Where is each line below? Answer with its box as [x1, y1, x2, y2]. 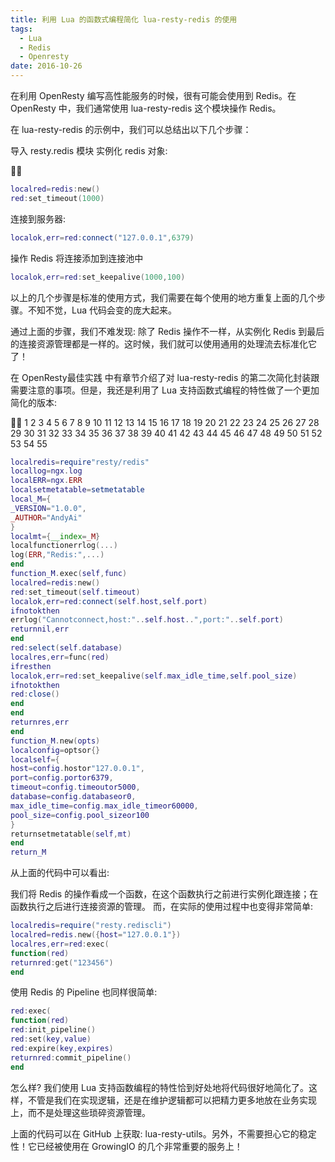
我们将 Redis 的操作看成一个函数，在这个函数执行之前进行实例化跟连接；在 [10, 888, 319, 900]
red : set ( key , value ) [10, 1034, 92, 1044]
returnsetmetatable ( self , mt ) [10, 829, 132, 839]
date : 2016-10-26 [10, 61, 83, 71]
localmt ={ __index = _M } [10, 531, 101, 541]
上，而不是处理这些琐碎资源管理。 [10, 1106, 151, 1118]
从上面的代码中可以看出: [10, 867, 110, 879]
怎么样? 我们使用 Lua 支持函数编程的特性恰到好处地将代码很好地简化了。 [10, 1081, 310, 1093]
